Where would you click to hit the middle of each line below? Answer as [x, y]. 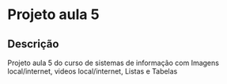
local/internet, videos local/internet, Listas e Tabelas [93, 71]
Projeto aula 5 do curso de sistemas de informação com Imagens [113, 63]
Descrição [33, 44]
